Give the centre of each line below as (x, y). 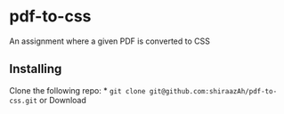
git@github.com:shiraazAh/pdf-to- (213, 91)
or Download (63, 100)
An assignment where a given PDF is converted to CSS (110, 41)
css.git (24, 101)
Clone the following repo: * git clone (77, 90)
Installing (36, 69)
